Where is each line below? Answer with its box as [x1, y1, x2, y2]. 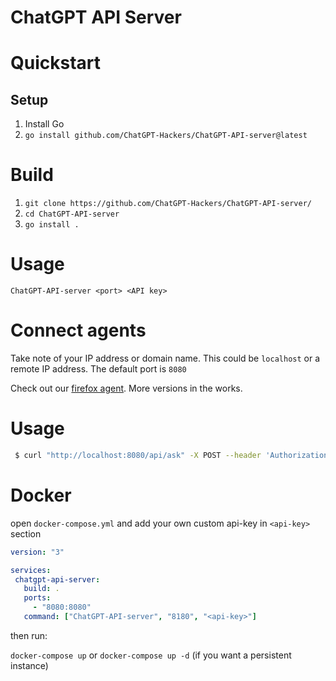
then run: [10, 629, 48, 641]
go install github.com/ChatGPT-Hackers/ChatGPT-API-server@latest [24, 131, 308, 141]
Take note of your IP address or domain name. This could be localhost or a [10, 352, 321, 364]
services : [10, 565, 52, 575]
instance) [10, 659, 49, 671]
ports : [23, 593, 52, 603]
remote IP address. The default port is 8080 [10, 363, 187, 375]
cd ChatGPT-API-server [24, 209, 120, 220]
